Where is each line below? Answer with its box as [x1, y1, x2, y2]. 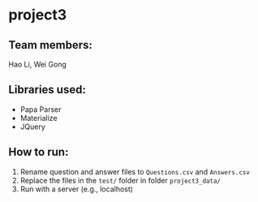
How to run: [8, 145, 69, 159]
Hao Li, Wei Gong [8, 59, 67, 69]
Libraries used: [8, 83, 87, 97]
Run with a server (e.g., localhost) [19, 184, 134, 194]
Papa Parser [19, 104, 62, 114]
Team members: [8, 38, 93, 52]
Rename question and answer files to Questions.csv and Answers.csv [19, 166, 250, 176]
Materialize [19, 113, 58, 122]
